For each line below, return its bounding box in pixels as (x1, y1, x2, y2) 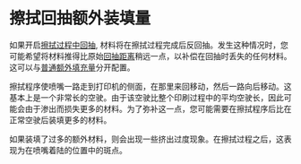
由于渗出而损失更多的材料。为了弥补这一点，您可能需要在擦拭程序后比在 (24, 103, 292, 114)
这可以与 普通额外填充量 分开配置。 (9, 62, 135, 73)
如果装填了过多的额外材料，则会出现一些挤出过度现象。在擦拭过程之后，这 (9, 134, 284, 144)
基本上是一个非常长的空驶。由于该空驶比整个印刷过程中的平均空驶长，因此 (9, 91, 284, 103)
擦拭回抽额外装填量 (9, 8, 151, 29)
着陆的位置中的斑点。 (47, 144, 127, 155)
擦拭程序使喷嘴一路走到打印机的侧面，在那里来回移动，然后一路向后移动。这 (9, 81, 292, 91)
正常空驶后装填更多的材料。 (9, 114, 112, 125)
